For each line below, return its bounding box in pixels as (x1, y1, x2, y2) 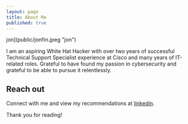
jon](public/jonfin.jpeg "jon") (6, 36, 76, 44)
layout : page (6, 8, 39, 15)
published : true (6, 20, 47, 26)
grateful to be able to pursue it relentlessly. (6, 67, 112, 74)
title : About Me (6, 14, 47, 20)
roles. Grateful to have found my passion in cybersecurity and (24, 60, 177, 67)
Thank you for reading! (6, 111, 63, 119)
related (6, 60, 24, 67)
